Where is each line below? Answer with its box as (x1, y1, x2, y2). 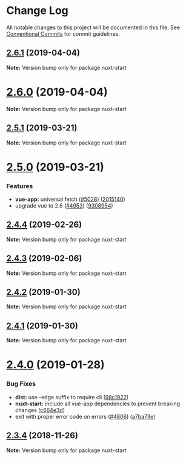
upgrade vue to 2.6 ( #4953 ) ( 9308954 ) (15, 201, 113, 209)
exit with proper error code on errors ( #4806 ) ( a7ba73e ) (15, 413, 156, 420)
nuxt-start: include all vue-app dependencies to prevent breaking (15, 400, 181, 407)
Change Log (6, 4, 68, 18)
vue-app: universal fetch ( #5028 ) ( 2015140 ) (15, 195, 125, 203)
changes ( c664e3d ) (15, 406, 65, 413)
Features (6, 181, 33, 190)
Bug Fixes (6, 380, 36, 388)
